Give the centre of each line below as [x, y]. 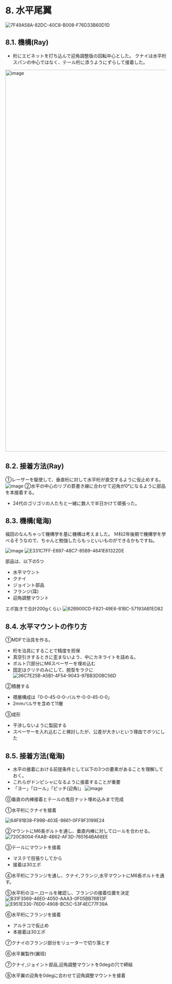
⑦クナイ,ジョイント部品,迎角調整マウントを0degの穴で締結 [69, 965]
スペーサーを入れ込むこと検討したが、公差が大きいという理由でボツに [87, 732]
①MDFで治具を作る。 [29, 640]
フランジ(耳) [26, 591]
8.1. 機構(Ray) [27, 42]
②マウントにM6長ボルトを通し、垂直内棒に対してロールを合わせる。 [79, 831]
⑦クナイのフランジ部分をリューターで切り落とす [58, 943]
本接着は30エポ [29, 932]
